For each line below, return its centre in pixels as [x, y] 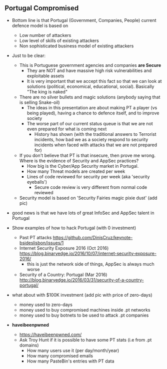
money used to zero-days [46, 305]
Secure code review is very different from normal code [91, 187]
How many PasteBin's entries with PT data [70, 361]
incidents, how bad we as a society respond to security [91, 139]
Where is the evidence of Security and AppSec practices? [79, 161]
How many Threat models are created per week [76, 171]
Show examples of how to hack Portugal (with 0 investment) [74, 228]
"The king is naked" [47, 91]
